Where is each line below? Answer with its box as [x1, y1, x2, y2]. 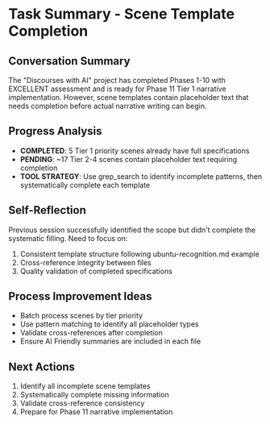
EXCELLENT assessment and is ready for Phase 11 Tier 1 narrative [8, 84, 226, 94]
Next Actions [8, 360, 75, 373]
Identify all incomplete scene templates [19, 381, 151, 391]
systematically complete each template [19, 180, 151, 189]
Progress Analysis [8, 124, 102, 138]
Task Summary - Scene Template [8, 5, 235, 23]
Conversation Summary [8, 54, 131, 68]
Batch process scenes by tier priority [19, 311, 143, 321]
